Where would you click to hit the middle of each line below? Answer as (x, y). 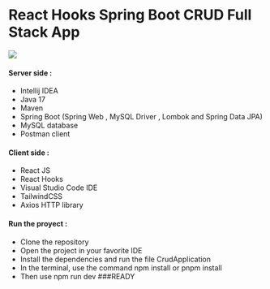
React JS (35, 170)
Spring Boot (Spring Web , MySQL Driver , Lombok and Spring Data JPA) (141, 117)
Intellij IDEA (39, 91)
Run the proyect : (38, 223)
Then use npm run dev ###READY (77, 276)
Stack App (44, 32)
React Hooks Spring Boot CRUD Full (130, 15)
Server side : (30, 73)
